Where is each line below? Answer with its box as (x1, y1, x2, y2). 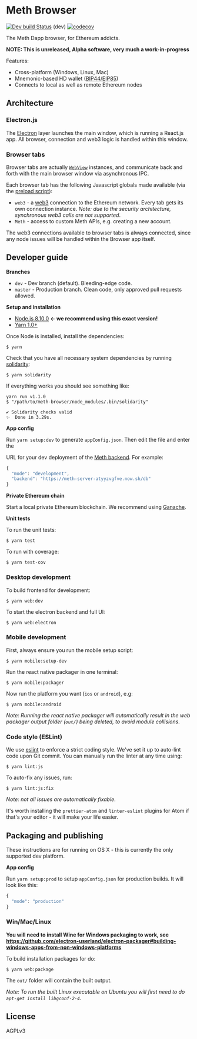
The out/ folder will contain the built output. (6, 977, 112, 984)
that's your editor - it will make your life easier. (6, 813, 119, 820)
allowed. (14, 292, 35, 299)
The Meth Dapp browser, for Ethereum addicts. (6, 34, 120, 41)
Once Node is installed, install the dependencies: (6, 332, 125, 339)
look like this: (6, 881, 38, 888)
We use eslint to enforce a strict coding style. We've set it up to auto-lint (6, 746, 181, 753)
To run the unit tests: (6, 527, 56, 534)
